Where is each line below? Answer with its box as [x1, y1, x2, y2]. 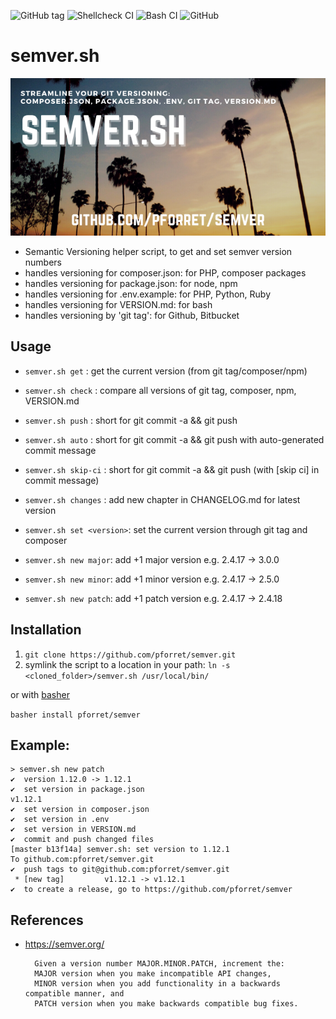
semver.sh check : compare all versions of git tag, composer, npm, [24, 384, 297, 396]
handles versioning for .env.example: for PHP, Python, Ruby [24, 288, 271, 300]
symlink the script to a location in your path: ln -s [24, 658, 231, 670]
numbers [24, 256, 63, 268]
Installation [10, 621, 82, 639]
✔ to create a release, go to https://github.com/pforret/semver [10, 885, 293, 895]
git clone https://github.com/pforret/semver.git [24, 650, 237, 660]
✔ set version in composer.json [10, 805, 150, 815]
